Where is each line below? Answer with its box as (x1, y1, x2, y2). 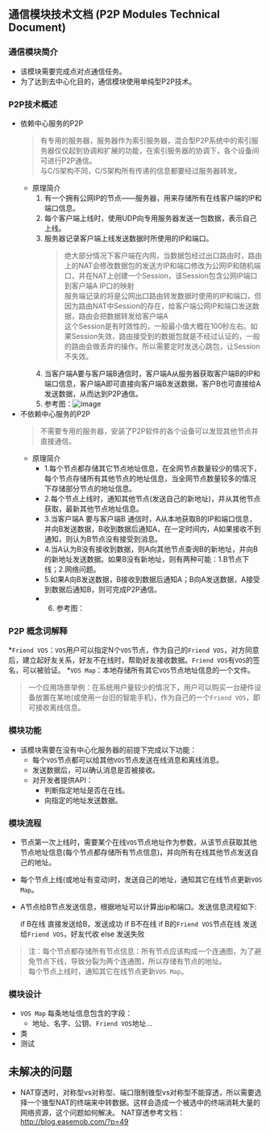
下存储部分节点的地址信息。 (44, 483, 137, 493)
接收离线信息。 (35, 703, 85, 713)
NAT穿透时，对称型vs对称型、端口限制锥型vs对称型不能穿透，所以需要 (19, 1087, 255, 1097)
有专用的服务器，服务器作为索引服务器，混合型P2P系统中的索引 (39, 136, 252, 145)
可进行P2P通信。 (39, 156, 97, 165)
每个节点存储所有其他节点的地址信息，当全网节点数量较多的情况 (44, 473, 256, 483)
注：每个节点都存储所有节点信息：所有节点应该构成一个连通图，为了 (27, 946, 255, 956)
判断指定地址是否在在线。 (44, 785, 130, 795)
